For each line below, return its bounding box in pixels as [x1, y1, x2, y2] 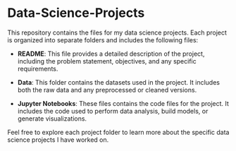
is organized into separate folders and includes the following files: [7, 35, 199, 44]
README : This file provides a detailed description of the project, [17, 49, 205, 58]
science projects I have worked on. [7, 135, 109, 144]
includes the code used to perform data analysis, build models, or [17, 107, 209, 115]
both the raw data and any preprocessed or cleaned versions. [17, 85, 197, 94]
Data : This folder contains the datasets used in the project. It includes [17, 78, 221, 86]
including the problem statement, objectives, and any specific [17, 56, 197, 65]
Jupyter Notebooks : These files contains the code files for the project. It [17, 99, 229, 107]
